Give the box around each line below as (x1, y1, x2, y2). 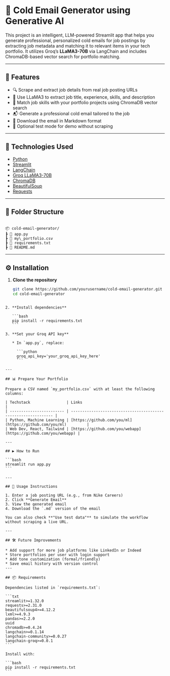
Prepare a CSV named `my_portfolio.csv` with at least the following (5, 387, 155, 392)
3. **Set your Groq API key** (5, 331, 69, 336)
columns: (5, 391, 24, 396)
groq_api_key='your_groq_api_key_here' (16, 354, 101, 359)
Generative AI (5, 15, 64, 27)
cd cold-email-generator (12, 291, 65, 297)
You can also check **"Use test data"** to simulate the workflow (5, 515, 148, 520)
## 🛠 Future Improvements (5, 537, 62, 543)
